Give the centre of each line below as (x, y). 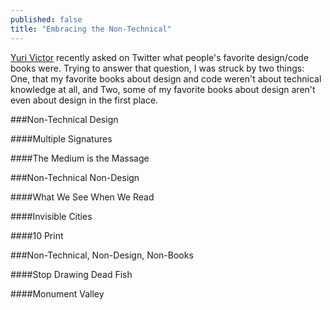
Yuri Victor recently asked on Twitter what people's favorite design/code (160, 57)
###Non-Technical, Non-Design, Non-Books (102, 255)
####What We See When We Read (82, 197)
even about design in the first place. (84, 100)
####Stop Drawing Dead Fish (71, 274)
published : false (46, 19)
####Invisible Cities (51, 216)
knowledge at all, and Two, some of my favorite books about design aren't (163, 89)
